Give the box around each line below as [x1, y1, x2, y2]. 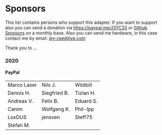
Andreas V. [7, 98, 34, 105]
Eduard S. [75, 98, 98, 105]
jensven [42, 114, 60, 121]
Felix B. [42, 98, 58, 105]
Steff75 [75, 114, 93, 121]
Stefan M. [7, 122, 30, 129]
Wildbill [75, 81, 93, 88]
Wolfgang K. [42, 106, 70, 113]
